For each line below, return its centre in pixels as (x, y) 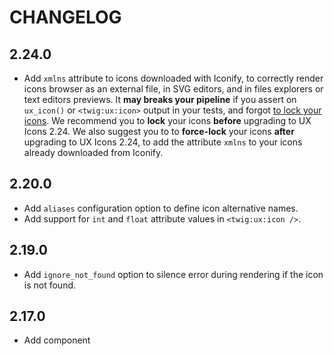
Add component (57, 340)
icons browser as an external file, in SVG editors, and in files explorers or (173, 89)
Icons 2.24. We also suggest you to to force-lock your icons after (159, 131)
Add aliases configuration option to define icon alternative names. (161, 208)
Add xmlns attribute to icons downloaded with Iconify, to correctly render (173, 78)
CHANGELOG (65, 17)
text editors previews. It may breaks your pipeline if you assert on (160, 99)
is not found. (50, 285)
